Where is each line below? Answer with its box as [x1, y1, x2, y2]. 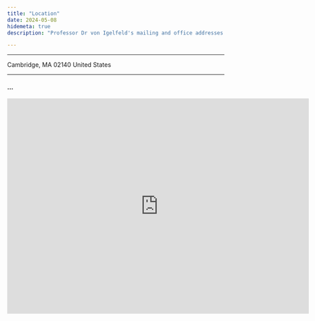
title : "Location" [7, 10, 60, 17]
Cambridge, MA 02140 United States [7, 61, 112, 69]
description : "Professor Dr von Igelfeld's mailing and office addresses [7, 29, 224, 37]
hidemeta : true [7, 23, 51, 30]
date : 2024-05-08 [7, 17, 57, 23]
